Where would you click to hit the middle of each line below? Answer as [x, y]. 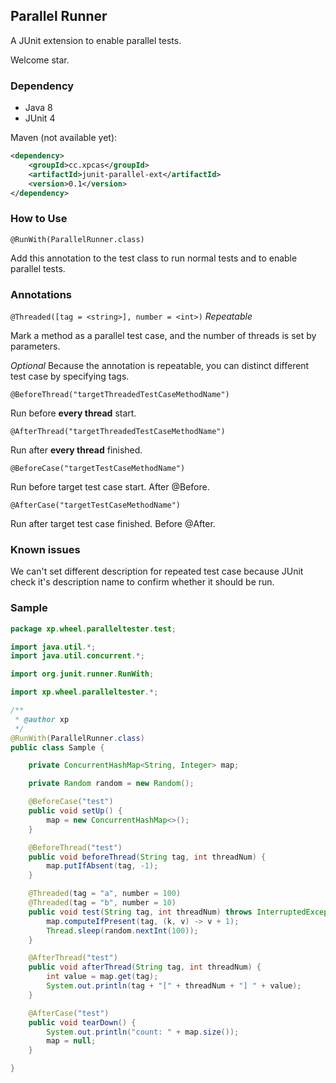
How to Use [39, 219]
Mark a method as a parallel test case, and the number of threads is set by [163, 336]
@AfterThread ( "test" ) [73, 958]
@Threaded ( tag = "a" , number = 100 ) [105, 894]
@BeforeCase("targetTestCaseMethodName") [98, 469]
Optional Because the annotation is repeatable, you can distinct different [160, 366]
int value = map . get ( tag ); [102, 977]
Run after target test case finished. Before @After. [113, 524]
